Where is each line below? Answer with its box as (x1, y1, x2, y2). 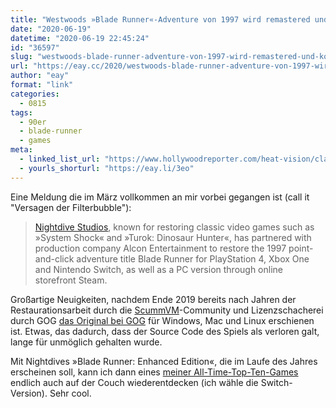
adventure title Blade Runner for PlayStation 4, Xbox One (76, 252, 310, 265)
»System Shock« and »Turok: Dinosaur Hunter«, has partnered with (34, 231, 312, 243)
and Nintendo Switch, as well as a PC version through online (34, 263, 283, 275)
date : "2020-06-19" (10, 24, 92, 34)
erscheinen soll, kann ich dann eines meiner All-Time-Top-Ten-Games (10, 366, 299, 378)
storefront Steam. (34, 274, 108, 286)
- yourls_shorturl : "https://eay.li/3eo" (19, 163, 195, 173)
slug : (10, 52, 33, 62)
